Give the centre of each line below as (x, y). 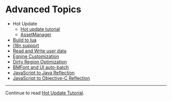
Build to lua (25, 40)
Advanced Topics (43, 9)
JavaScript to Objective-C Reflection (51, 78)
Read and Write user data (39, 51)
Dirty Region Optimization (40, 62)
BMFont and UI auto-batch (41, 67)
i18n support (26, 45)
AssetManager (36, 34)
